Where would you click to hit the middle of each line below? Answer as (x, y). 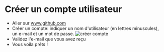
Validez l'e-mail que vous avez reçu (49, 39)
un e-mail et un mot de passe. (43, 33)
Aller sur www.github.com (39, 23)
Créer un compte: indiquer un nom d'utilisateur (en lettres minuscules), (85, 28)
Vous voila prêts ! (30, 44)
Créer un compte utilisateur (63, 9)
